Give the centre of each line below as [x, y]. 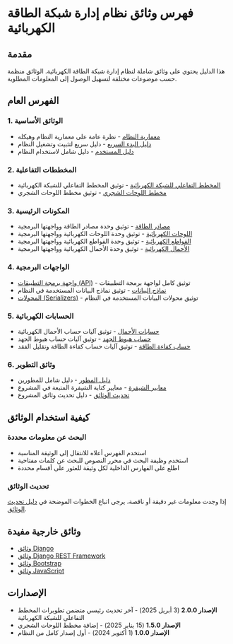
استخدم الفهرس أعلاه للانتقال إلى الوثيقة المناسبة [82, 452]
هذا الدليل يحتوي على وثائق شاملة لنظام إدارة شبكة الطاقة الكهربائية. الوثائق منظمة [116, 71]
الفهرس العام [33, 101]
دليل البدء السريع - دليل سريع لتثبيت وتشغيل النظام [84, 144]
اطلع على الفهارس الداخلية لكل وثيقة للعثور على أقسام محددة [98, 467]
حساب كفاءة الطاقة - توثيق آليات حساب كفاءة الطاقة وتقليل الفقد [104, 346]
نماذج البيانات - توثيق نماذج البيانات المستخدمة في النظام [92, 290]
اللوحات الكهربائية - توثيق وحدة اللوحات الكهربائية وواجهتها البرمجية [105, 234]
